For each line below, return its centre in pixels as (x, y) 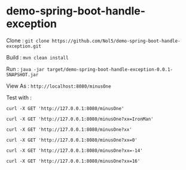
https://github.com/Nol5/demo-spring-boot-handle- (116, 41)
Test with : (19, 97)
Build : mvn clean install (37, 57)
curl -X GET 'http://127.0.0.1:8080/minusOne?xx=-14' (75, 150)
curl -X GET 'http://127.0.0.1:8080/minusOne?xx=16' (73, 161)
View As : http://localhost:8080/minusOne (59, 86)
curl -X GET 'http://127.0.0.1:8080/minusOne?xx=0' (72, 140)
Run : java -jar (25, 69)
